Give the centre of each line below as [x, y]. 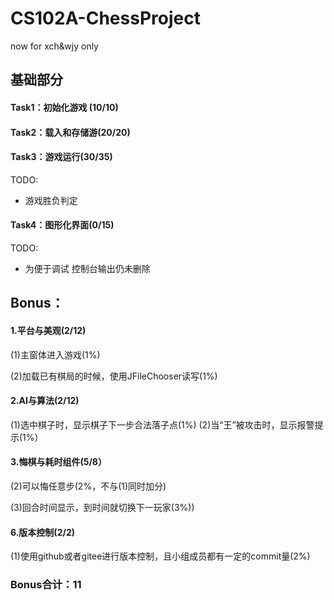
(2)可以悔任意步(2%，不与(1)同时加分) [88, 486]
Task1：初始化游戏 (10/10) [64, 107]
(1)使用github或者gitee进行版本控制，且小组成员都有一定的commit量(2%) [160, 556]
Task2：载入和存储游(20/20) [70, 132]
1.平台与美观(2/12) [48, 330]
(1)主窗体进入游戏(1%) [55, 354]
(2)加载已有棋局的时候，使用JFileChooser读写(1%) [114, 376]
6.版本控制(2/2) [42, 532]
